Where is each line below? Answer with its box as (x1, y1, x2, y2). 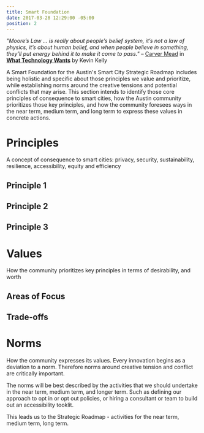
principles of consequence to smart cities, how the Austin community (6, 94, 182, 102)
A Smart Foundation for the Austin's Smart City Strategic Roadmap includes (6, 69, 197, 76)
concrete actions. (6, 114, 51, 121)
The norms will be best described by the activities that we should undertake (6, 381, 198, 389)
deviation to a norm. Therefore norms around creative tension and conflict (6, 363, 194, 371)
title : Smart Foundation (6, 9, 70, 15)
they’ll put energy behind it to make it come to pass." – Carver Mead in (6, 50, 184, 58)
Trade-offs (6, 312, 48, 323)
